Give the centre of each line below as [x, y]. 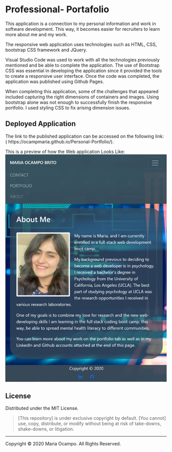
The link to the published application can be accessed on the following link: [85, 136]
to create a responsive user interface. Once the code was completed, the [82, 76]
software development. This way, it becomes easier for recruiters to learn [83, 29]
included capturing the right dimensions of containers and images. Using [82, 97]
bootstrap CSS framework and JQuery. [46, 50]
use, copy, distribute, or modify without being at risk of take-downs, [89, 424]
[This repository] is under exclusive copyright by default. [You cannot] [92, 418]
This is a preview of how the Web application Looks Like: [65, 152]
